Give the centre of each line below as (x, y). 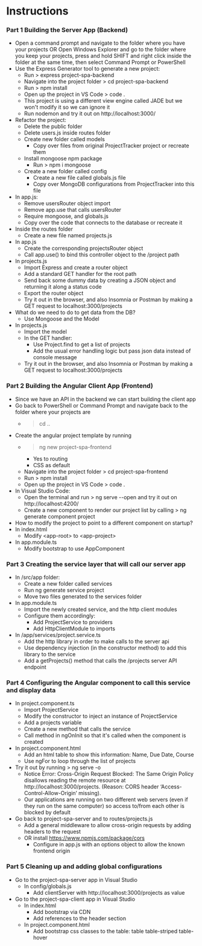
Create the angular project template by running (73, 435)
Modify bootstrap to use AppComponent (74, 548)
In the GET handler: (48, 338)
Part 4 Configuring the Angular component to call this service (99, 682)
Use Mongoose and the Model (62, 319)
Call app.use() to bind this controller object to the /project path (102, 255)
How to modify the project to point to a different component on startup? (104, 523)
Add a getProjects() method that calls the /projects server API (100, 661)
